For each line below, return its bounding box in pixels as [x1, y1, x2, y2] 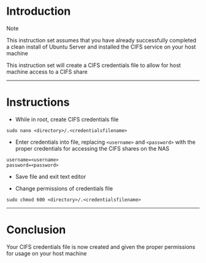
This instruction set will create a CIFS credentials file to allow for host [6, 61, 181, 69]
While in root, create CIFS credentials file [15, 116, 119, 123]
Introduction [6, 4, 71, 18]
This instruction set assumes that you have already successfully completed [6, 36, 197, 44]
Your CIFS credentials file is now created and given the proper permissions [6, 243, 196, 250]
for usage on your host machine [6, 249, 87, 257]
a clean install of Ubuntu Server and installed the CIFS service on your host [6, 43, 196, 50]
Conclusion [6, 223, 66, 237]
